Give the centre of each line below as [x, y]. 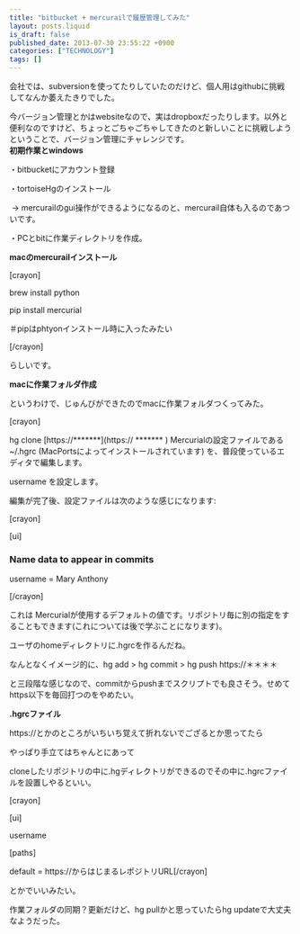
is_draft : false [40, 34]
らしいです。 [33, 365]
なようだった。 [37, 921]
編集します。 [63, 463]
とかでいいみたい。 [45, 891]
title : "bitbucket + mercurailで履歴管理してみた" [100, 18]
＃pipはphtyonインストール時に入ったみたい [91, 328]
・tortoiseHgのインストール [60, 189]
